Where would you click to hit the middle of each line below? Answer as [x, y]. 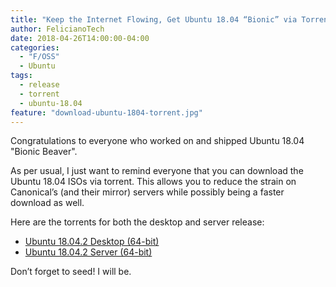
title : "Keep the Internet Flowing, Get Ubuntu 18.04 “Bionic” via [154, 19]
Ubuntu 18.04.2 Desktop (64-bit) [92, 242]
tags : [21, 76]
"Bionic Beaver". [44, 152]
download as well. [47, 203]
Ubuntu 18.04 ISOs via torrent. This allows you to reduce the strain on [153, 182]
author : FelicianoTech [57, 29]
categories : [35, 47]
